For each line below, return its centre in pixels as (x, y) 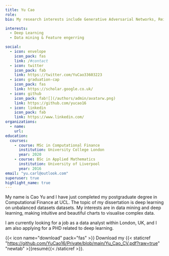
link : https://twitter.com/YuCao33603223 (58, 75)
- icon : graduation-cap (34, 80)
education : (17, 136)
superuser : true (22, 178)
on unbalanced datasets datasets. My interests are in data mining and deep (83, 208)
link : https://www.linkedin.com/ (49, 117)
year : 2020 (30, 155)
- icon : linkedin (28, 108)
